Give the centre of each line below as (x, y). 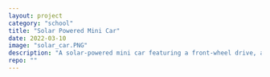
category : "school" (41, 23)
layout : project (35, 16)
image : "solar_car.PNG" (48, 46)
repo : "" (23, 61)
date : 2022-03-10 (37, 38)
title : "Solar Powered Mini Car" (64, 30)
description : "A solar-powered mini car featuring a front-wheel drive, (133, 53)
